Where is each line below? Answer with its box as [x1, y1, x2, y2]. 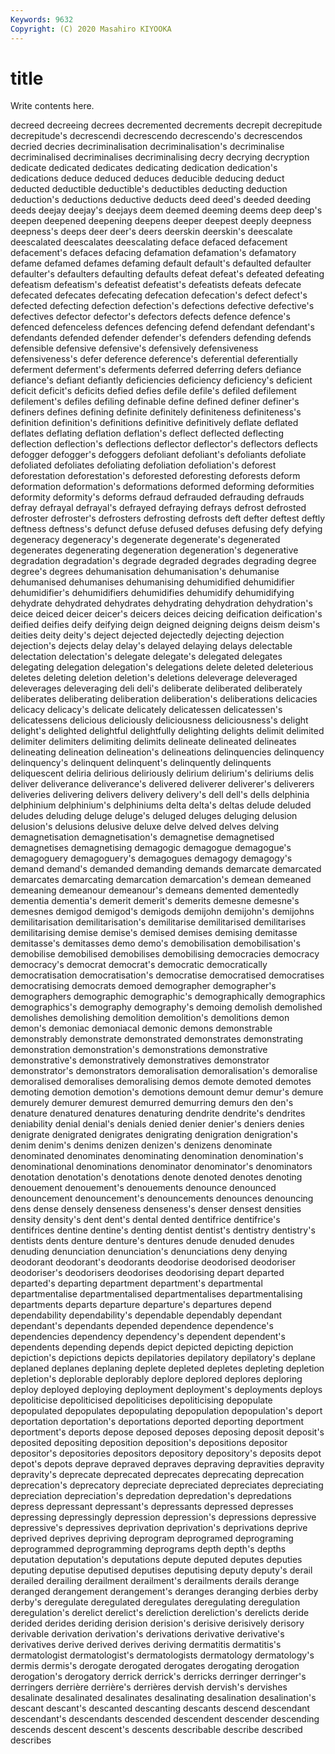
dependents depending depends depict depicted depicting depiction [10, 1341, 294, 1353]
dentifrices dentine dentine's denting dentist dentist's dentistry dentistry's [10, 1224, 316, 1236]
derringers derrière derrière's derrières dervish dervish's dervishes [10, 1681, 288, 1693]
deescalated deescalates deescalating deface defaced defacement [10, 236, 288, 248]
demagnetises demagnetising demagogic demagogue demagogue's [10, 842, 292, 854]
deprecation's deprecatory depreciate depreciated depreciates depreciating [10, 1479, 324, 1491]
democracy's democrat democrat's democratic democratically [10, 959, 268, 971]
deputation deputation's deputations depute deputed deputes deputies [10, 1554, 303, 1566]
